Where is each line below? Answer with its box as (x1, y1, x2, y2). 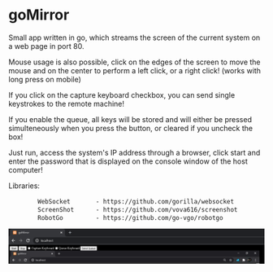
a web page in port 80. (8, 41, 84, 50)
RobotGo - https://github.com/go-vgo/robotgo (37, 213, 223, 222)
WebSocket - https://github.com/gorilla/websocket (37, 197, 234, 205)
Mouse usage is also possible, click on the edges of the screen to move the (8, 57, 262, 67)
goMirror (8, 6, 70, 24)
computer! (8, 165, 43, 174)
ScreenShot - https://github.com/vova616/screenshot (37, 205, 238, 213)
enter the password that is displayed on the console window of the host (8, 156, 248, 166)
